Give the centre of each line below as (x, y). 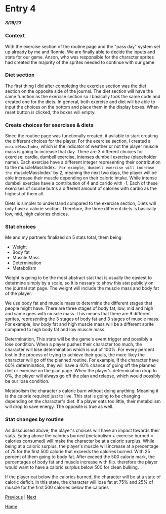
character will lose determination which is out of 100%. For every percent (80, 349)
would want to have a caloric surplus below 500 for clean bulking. (72, 467)
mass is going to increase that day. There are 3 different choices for (74, 152)
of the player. (19, 293)
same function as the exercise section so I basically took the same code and (83, 96)
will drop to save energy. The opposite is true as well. (59, 406)
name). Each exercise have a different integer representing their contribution (83, 162)
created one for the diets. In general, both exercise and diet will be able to (80, 102)
